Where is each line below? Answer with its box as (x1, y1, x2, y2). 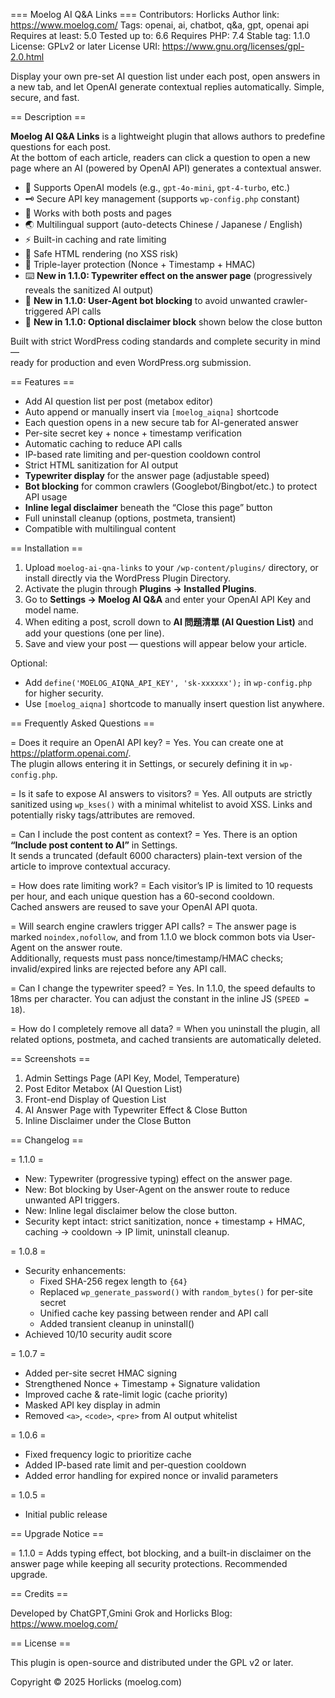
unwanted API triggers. (24, 1194, 120, 1206)
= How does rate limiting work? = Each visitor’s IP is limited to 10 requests (10, 880, 313, 891)
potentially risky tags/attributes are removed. (10, 809, 196, 821)
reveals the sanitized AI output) (24, 284, 154, 296)
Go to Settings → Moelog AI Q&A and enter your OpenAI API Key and (24, 594, 312, 605)
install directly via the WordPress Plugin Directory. (24, 572, 232, 584)
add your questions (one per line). (24, 627, 165, 639)
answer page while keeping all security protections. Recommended (10, 1558, 288, 1569)
